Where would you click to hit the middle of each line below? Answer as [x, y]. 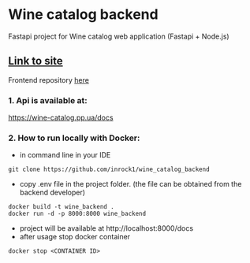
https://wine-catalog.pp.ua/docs [61, 118]
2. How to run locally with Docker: [74, 138]
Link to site [35, 61]
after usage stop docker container [75, 237]
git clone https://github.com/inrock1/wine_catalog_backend [109, 170]
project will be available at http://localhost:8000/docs [106, 228]
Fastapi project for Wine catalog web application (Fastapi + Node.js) [119, 36]
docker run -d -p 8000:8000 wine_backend [77, 214]
